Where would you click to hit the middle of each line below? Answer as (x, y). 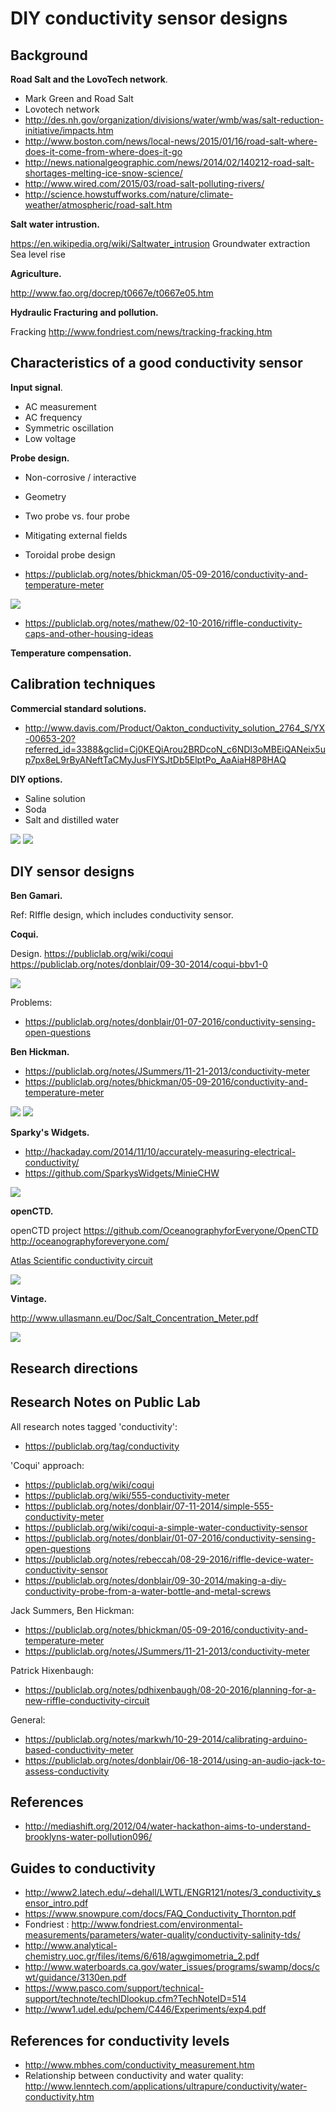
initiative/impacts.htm (69, 130)
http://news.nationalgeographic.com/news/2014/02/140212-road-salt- (169, 162)
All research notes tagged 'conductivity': (94, 1426)
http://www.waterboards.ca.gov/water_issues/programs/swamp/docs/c (172, 1967)
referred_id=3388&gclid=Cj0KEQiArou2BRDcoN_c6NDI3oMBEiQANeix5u (175, 749)
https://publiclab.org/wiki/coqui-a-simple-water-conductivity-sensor (166, 1527)
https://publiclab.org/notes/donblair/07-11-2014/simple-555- (149, 1506)
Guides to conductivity (83, 1868)
